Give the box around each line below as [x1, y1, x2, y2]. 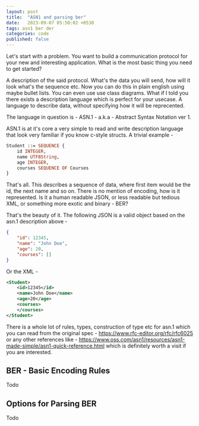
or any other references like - [6, 336, 78, 343]
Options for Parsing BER [6, 399, 97, 409]
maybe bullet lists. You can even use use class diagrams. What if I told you [6, 90, 189, 96]
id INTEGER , [17, 148, 46, 154]
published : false [6, 36, 49, 42]
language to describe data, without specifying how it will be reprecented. [6, 102, 185, 109]
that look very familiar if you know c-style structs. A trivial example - [6, 131, 173, 138]
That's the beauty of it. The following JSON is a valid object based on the [6, 212, 185, 219]
